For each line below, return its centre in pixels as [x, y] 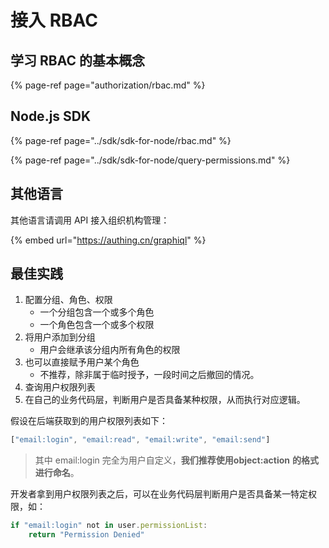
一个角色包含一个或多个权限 [97, 325]
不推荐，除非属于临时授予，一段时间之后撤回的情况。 [149, 375]
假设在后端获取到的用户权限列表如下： [89, 421]
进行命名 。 [57, 473]
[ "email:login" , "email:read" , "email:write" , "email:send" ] [140, 440]
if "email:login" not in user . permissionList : [109, 526]
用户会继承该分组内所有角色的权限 [110, 350]
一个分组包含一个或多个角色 [97, 312]
